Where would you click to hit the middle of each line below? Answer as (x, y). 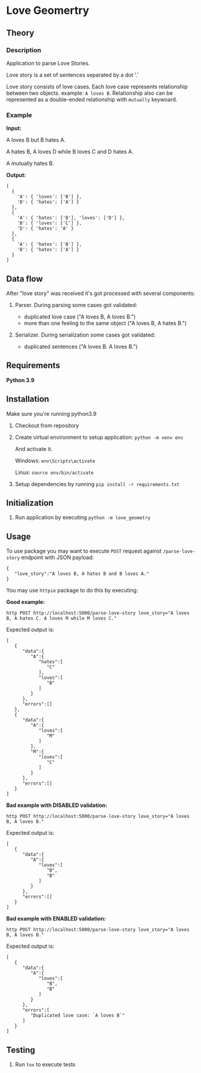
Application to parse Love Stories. (48, 63)
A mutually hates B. (30, 163)
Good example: (26, 602)
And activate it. (34, 449)
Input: (14, 128)
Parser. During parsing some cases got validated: (76, 305)
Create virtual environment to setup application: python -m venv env (99, 437)
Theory (20, 33)
